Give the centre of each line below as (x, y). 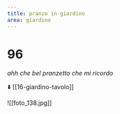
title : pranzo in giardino (46, 13)
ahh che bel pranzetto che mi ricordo (60, 73)
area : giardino (29, 20)
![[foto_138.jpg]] (29, 103)
